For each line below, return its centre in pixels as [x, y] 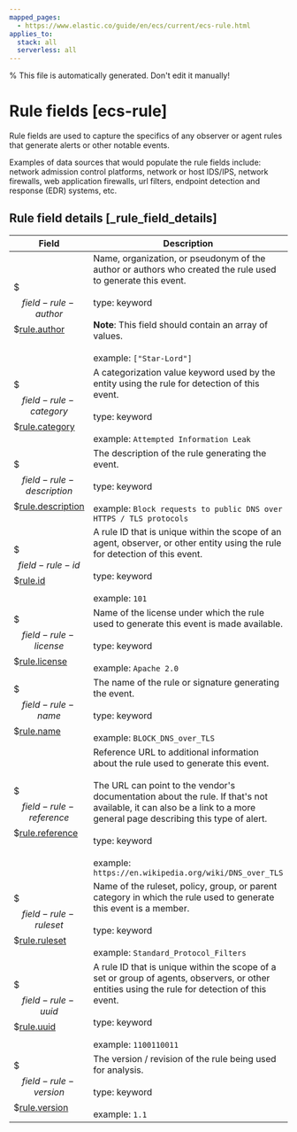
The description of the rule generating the [179, 453]
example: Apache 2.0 [136, 668]
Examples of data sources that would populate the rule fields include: [135, 163]
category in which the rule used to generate [183, 897]
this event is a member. [141, 908]
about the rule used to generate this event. [181, 763]
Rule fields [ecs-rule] [88, 111]
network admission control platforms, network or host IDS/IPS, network [139, 172]
